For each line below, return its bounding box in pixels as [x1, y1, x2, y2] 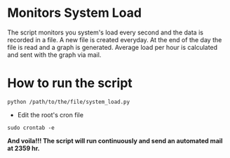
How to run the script [7, 75, 133, 91]
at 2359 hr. [7, 144, 40, 152]
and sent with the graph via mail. [7, 51, 102, 59]
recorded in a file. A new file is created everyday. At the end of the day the [7, 35, 222, 44]
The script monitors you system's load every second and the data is [7, 28, 203, 37]
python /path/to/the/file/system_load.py [7, 98, 130, 105]
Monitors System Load [7, 5, 142, 21]
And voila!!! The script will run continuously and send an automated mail [7, 136, 223, 145]
